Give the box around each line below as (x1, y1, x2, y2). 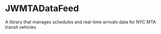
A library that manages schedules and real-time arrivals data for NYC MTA (5, 19, 157, 25)
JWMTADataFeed (5, 3, 79, 14)
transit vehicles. (5, 24, 38, 30)
